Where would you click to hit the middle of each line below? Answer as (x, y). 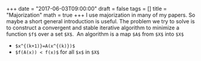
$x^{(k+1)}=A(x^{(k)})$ (45, 46)
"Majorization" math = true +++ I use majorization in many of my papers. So (101, 15)
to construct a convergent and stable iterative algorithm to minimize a (93, 28)
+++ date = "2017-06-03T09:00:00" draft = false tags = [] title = (87, 9)
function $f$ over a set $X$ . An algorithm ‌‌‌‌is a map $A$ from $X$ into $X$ (95, 34)
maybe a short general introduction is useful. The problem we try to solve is (100, 21)
